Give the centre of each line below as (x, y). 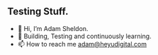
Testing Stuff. (38, 12)
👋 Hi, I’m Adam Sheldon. (53, 28)
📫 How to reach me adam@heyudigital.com (82, 44)
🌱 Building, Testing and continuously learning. (84, 36)
